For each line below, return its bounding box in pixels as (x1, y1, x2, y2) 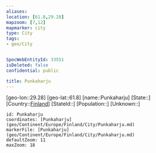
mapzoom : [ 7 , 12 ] (6, 19, 46, 25)
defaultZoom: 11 (6, 137, 46, 143)
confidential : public (6, 68, 59, 74)
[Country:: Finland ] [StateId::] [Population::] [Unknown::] (6, 100, 141, 107)
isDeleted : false (6, 62, 49, 68)
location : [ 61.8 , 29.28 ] (6, 14, 65, 20)
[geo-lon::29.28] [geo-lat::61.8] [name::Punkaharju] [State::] (6, 94, 151, 101)
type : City (6, 30, 33, 36)
